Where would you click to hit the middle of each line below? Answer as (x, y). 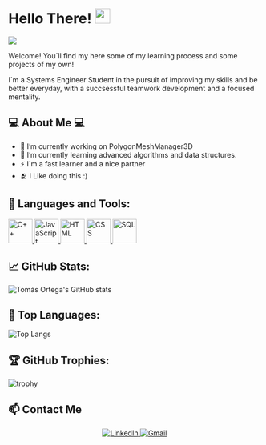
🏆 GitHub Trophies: (59, 360)
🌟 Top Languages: (54, 315)
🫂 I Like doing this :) (54, 175)
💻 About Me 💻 (47, 123)
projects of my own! (41, 64)
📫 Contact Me (45, 409)
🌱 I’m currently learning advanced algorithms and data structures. (128, 154)
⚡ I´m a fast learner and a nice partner (83, 163)
